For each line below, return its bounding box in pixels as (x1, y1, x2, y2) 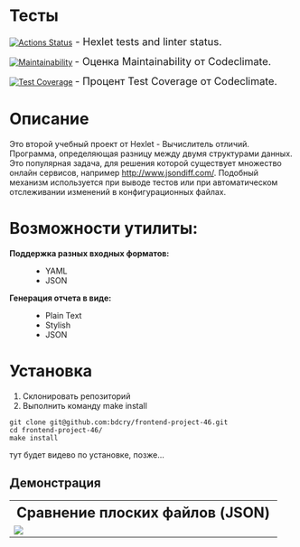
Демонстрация (9, 476, 101, 491)
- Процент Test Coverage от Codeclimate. (74, 74, 277, 88)
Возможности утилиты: (9, 218, 199, 239)
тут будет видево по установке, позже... (9, 449, 165, 460)
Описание (9, 109, 89, 129)
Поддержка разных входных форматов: (9, 247, 170, 258)
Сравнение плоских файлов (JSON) (16, 503, 271, 522)
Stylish (44, 320, 71, 330)
